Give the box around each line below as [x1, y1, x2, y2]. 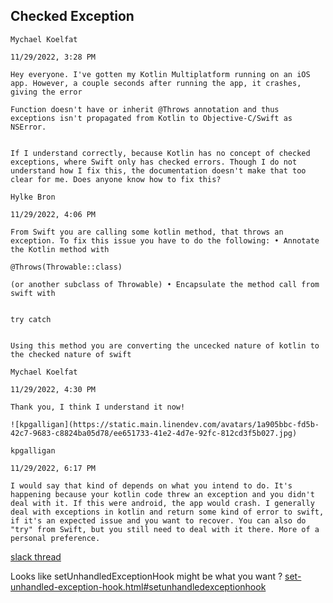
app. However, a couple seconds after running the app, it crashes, [10, 78, 302, 88]
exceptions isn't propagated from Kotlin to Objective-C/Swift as [10, 113, 293, 123]
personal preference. [10, 533, 101, 543]
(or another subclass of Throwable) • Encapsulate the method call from [10, 279, 320, 289]
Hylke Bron [10, 192, 56, 202]
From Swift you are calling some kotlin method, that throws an [10, 227, 284, 237]
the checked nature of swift [10, 349, 132, 359]
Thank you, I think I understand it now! [10, 402, 186, 412]
